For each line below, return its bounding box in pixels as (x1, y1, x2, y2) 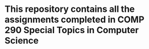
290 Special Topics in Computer (4, 25, 139, 36)
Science (4, 35, 39, 47)
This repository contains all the (4, 3, 135, 15)
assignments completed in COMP (4, 14, 145, 25)
